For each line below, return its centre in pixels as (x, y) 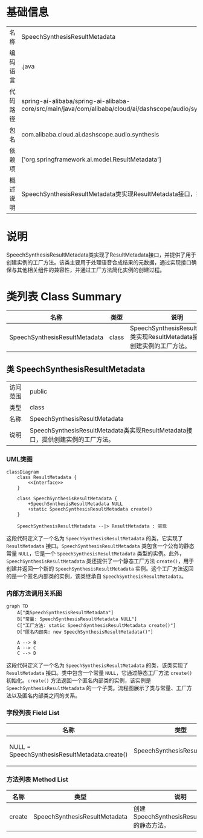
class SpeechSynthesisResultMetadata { (67, 498)
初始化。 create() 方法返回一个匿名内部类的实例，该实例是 (79, 680)
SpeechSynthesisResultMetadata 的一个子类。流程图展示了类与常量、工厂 (97, 688)
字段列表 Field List (33, 713)
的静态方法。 (152, 825)
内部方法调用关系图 (34, 593)
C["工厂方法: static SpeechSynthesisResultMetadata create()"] (97, 626)
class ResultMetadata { (47, 477)
